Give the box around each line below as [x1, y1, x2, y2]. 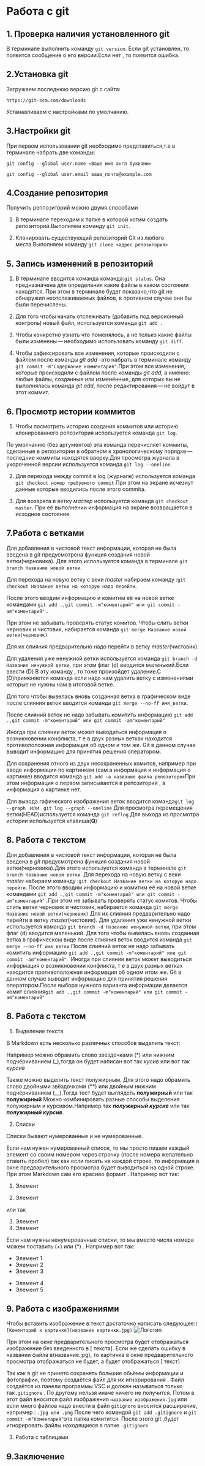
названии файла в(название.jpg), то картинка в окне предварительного [6, 1351, 194, 1359]
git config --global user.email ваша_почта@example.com [6, 171, 152, 177]
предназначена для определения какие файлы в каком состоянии [15, 281, 189, 289]
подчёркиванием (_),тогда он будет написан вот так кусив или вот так [6, 1057, 190, 1065]
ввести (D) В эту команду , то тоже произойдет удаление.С [6, 667, 161, 675]
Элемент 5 [15, 1286, 44, 1293]
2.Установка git [6, 69, 69, 80]
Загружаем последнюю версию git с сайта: [6, 85, 121, 93]
